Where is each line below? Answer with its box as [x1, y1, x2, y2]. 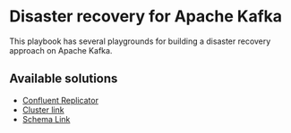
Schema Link [21, 113, 71, 124]
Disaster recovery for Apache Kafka [9, 6, 283, 27]
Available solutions [9, 71, 118, 87]
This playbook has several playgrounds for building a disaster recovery [9, 36, 271, 46]
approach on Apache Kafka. [9, 45, 113, 55]
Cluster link [21, 104, 64, 115]
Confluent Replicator [21, 95, 98, 105]
